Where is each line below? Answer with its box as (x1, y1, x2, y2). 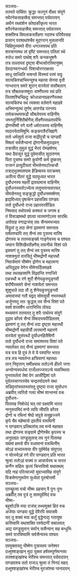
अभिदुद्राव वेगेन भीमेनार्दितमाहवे (5, 265, 52, 271)
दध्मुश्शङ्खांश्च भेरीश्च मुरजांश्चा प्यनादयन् (5, 565, 70, 571)
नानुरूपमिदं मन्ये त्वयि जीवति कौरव (5, 406, 59, 412)
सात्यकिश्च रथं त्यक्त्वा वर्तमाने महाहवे (5, 100, 63, 106)
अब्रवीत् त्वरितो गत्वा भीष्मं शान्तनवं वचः (5, 390, 64, 395)
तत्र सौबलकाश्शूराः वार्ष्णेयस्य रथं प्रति (5, 88, 61, 94)
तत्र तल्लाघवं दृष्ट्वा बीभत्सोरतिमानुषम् (5, 60, 63, 66)
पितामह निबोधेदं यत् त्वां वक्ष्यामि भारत (5, 401, 62, 407)
